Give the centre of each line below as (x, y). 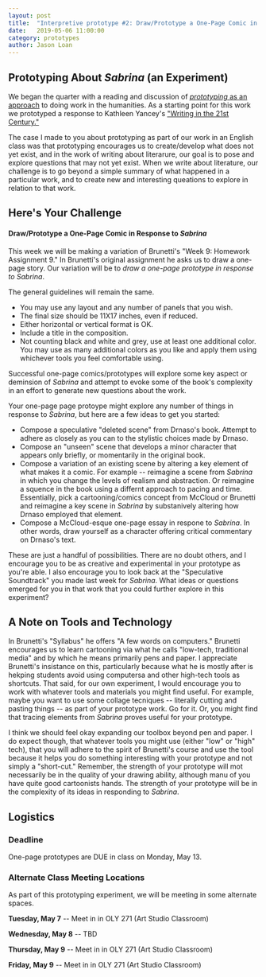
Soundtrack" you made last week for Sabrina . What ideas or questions (123, 580)
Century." (24, 122)
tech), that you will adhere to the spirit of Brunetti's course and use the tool (131, 749)
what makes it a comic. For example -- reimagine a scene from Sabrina (136, 472)
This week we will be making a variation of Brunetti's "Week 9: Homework (129, 251)
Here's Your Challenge (65, 213)
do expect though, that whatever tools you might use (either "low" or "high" (132, 742)
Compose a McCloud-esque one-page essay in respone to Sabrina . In (135, 523)
